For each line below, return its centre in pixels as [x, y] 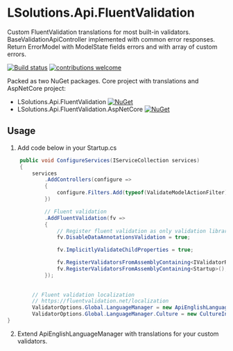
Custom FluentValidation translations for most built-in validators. [99, 32]
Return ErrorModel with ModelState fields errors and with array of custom [112, 46]
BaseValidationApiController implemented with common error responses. [111, 39]
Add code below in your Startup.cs [67, 148]
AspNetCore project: [36, 88]
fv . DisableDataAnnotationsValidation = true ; [123, 237]
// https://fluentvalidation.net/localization [101, 301]
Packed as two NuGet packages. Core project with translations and [103, 80]
